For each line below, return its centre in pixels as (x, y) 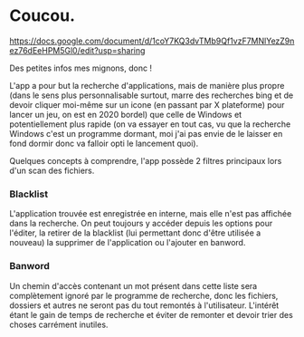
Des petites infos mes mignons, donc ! (81, 68)
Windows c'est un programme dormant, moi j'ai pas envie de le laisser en (146, 133)
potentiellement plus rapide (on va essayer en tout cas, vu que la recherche (150, 124)
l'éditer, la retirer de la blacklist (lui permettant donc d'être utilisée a (135, 233)
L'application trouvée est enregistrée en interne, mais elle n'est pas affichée (151, 214)
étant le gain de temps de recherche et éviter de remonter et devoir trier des (152, 314)
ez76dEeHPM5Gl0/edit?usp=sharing (77, 50)
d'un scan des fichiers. (52, 170)
